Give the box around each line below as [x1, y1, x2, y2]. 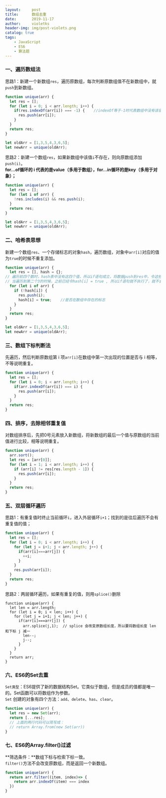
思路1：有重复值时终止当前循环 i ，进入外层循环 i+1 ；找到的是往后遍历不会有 [5, 514, 159, 521]
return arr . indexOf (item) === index [14, 779, 90, 784]
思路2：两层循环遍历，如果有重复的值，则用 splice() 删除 [5, 591, 121, 597]
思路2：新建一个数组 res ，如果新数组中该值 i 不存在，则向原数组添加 [5, 154, 142, 160]
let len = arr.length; [9, 605, 56, 610]
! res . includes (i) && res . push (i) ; [14, 197, 85, 202]
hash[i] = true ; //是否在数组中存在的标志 [18, 297, 106, 303]
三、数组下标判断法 [5, 342, 51, 349]
